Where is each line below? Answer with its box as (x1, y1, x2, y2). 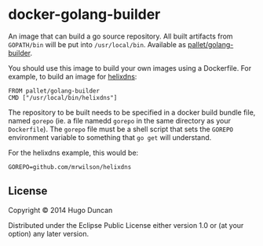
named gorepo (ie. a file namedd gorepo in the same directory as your (8, 116, 232, 125)
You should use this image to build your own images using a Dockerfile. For (8, 63, 252, 72)
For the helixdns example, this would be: (8, 148, 139, 157)
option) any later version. (8, 229, 89, 238)
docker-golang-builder (8, 6, 161, 24)
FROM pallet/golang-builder (8, 86, 100, 95)
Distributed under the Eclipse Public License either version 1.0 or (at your (8, 220, 244, 229)
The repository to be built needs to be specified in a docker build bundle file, (8, 108, 256, 117)
